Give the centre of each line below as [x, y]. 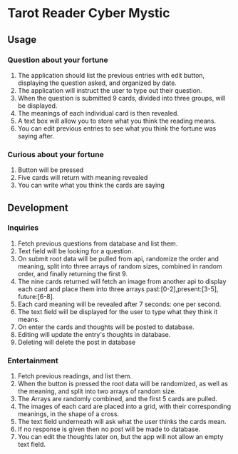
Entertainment [33, 360]
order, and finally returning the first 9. [73, 273]
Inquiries [23, 228]
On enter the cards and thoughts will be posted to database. [106, 327]
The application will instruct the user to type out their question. [110, 90]
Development [38, 207]
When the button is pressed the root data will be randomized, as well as [123, 384]
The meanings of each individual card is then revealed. [98, 113]
